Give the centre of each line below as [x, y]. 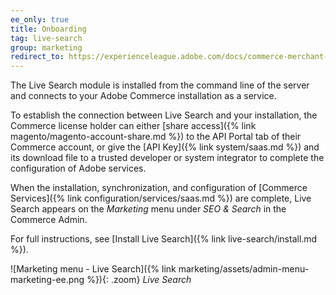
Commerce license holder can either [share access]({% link [133, 126]
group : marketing [46, 47]
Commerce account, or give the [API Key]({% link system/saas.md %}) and [165, 147]
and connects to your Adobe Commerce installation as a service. [143, 96]
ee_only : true [40, 19]
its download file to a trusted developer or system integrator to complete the [167, 158]
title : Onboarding [48, 29]
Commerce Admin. [49, 220]
